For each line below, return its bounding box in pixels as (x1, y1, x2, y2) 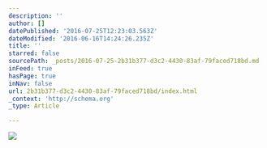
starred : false (8, 49, 60, 57)
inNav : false (8, 79, 53, 87)
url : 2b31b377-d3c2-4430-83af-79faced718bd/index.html (8, 87, 198, 95)
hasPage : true (8, 72, 57, 80)
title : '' (8, 42, 42, 50)
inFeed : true (8, 65, 53, 73)
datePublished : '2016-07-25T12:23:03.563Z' (8, 27, 158, 35)
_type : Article (8, 102, 60, 110)
